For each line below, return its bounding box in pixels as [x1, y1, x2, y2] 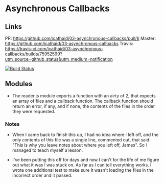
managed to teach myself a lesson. [12, 147, 83, 153]
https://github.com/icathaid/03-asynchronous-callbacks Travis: [5, 41, 134, 46]
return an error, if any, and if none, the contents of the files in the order [12, 103, 155, 109]
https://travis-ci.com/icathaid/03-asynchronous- [5, 46, 104, 51]
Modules [5, 80, 33, 88]
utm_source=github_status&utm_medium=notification [5, 56, 113, 62]
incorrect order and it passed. [12, 172, 72, 179]
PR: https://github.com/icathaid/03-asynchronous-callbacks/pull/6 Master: [5, 35, 156, 41]
